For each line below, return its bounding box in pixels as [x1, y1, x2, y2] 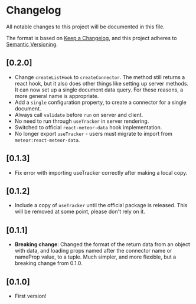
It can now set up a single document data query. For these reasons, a [14, 86, 184, 93]
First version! [14, 293, 47, 299]
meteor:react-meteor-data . [14, 136, 80, 143]
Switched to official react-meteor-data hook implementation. [14, 123, 162, 130]
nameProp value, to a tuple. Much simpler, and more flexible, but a [14, 253, 177, 260]
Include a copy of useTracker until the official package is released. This [14, 202, 188, 209]
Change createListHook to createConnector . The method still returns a [14, 73, 185, 80]
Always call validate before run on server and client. [14, 111, 143, 118]
